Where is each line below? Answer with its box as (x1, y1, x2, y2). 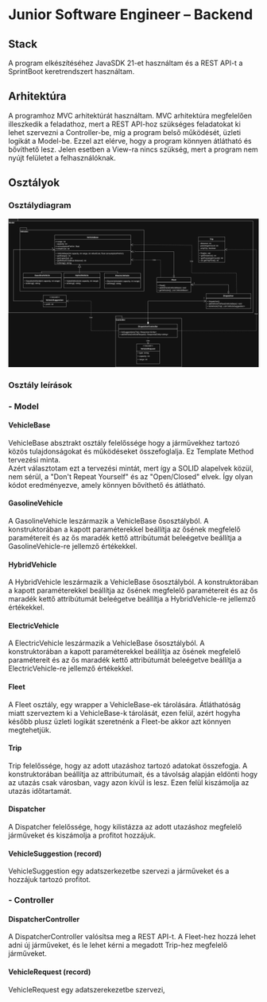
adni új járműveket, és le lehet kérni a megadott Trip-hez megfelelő (8, 940, 228, 950)
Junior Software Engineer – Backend (8, 6, 253, 24)
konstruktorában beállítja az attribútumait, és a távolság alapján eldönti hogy (8, 769, 258, 779)
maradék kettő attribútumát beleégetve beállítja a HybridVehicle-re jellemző (8, 594, 256, 604)
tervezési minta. (8, 455, 61, 464)
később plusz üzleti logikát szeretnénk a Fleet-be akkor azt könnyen (8, 717, 232, 726)
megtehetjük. (8, 725, 52, 734)
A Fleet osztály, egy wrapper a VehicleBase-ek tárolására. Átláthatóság (8, 699, 241, 709)
